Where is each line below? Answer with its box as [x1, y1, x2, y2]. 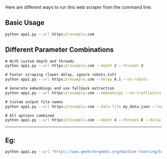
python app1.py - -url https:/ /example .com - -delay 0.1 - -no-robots [5, 77, 148, 82]
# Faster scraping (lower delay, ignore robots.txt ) [5, 72, 117, 78]
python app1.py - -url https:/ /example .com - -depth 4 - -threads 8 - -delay [5, 118, 162, 123]
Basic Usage [5, 18, 45, 27]
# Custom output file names [5, 99, 64, 104]
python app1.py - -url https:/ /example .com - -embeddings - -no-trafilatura [5, 90, 162, 95]
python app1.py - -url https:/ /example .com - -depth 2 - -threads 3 [5, 63, 143, 69]
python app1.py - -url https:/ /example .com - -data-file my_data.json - [5, 104, 155, 109]
